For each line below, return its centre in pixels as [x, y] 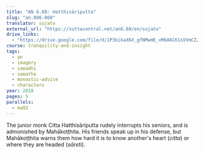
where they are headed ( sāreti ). [46, 144]
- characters [28, 85]
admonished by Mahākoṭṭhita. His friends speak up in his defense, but [94, 132]
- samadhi [24, 68]
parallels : [20, 102]
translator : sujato [31, 23]
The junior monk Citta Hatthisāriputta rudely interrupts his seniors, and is [97, 125]
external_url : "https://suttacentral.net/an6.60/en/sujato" [84, 29]
